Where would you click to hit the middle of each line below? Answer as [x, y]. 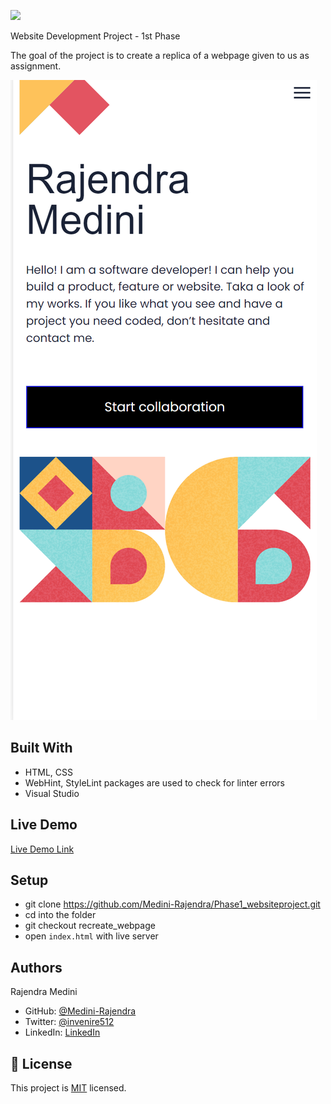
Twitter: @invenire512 [69, 1022]
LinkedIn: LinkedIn [62, 1032]
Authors [36, 967]
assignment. [36, 66]
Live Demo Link [42, 849]
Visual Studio [52, 793]
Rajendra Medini [44, 992]
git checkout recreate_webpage [90, 926]
